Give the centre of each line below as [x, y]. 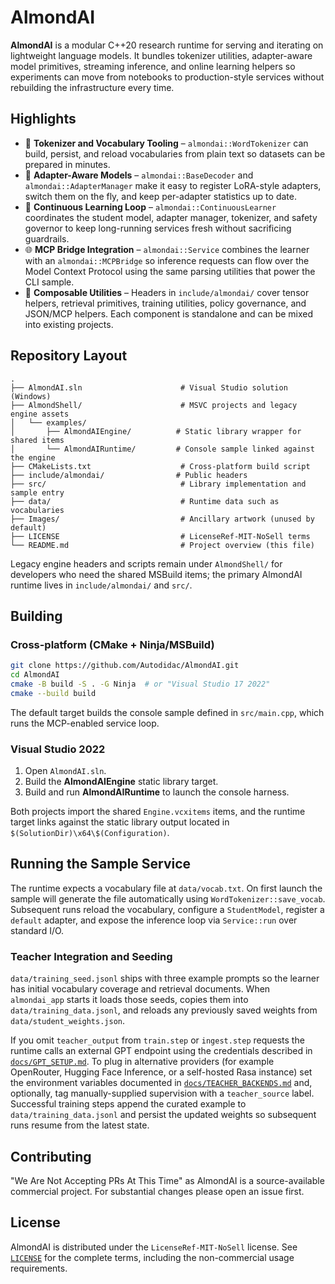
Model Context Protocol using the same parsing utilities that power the [170, 271]
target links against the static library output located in [120, 822]
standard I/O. [37, 930]
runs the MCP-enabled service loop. [85, 723]
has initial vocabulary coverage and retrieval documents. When [140, 989]
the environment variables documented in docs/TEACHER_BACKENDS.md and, [161, 1083]
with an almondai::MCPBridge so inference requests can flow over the [167, 260]
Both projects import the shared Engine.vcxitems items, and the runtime [158, 812]
